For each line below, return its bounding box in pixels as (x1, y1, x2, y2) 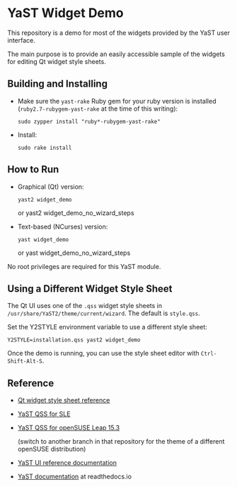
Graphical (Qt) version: (17, 182, 84, 191)
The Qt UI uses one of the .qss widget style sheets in (7, 302, 163, 310)
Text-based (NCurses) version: (17, 222, 108, 231)
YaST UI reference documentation (17, 459, 117, 467)
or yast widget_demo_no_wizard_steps (17, 248, 131, 257)
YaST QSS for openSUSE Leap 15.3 (17, 424, 120, 432)
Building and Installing (7, 78, 108, 90)
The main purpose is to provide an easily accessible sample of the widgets (7, 50, 225, 58)
